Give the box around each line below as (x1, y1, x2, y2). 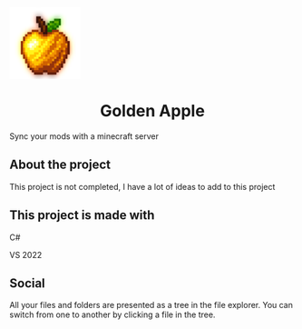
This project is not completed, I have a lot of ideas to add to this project (9, 181, 276, 192)
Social (9, 275, 45, 291)
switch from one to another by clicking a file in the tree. (9, 309, 216, 320)
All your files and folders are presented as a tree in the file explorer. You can (9, 300, 293, 311)
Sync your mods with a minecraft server (9, 130, 160, 142)
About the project (9, 157, 112, 173)
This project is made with (9, 207, 155, 224)
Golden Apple (99, 101, 206, 122)
